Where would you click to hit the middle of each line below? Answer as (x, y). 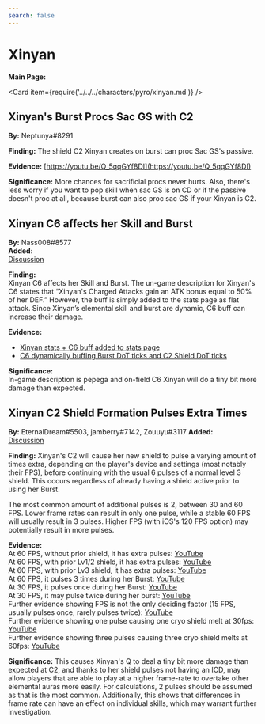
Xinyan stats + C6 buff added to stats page (90, 347)
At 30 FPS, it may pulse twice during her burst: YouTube (100, 595)
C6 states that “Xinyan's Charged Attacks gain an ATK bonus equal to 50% (130, 292)
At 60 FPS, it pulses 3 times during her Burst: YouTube (97, 579)
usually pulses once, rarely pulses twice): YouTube (91, 612)
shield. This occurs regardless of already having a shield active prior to (124, 481)
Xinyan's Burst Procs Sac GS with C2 (101, 117)
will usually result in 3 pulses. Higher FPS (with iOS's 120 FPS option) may (129, 521)
